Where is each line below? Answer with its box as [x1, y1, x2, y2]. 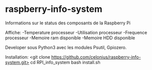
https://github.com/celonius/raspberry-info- [51, 54, 141, 60]
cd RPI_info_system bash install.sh [30, 59, 101, 65]
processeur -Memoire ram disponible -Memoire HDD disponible [5, 35, 135, 41]
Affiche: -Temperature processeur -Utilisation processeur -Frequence [5, 29, 148, 35]
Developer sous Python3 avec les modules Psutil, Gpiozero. [5, 44, 127, 50]
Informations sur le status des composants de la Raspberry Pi [5, 20, 131, 26]
